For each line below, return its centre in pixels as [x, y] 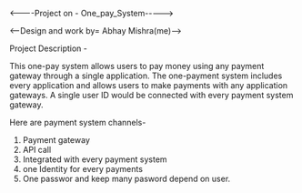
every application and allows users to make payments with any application [149, 85]
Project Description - [49, 48]
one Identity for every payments [83, 169]
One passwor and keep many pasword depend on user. [126, 178]
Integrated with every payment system [95, 159]
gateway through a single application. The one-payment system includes [146, 76]
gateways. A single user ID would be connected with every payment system [151, 95]
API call [37, 150]
